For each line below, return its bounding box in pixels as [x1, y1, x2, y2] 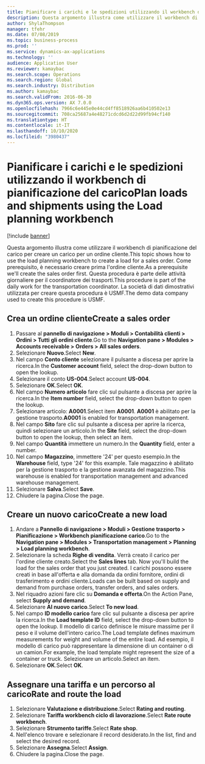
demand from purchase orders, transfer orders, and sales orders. [15, 584, 179, 591]
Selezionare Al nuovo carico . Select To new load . [15, 604, 139, 611]
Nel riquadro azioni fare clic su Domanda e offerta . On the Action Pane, [15, 590, 194, 598]
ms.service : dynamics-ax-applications [7, 49, 105, 55]
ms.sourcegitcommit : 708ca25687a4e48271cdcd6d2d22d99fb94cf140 [7, 111, 171, 117]
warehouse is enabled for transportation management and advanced [15, 472, 188, 480]
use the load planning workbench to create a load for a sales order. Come [7, 257, 192, 264]
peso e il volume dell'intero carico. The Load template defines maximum [15, 629, 195, 636]
